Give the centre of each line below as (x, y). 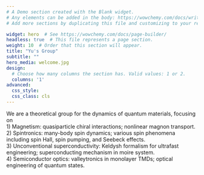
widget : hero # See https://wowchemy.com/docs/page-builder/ (87, 34)
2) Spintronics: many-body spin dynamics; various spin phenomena (91, 133)
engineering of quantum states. (46, 165)
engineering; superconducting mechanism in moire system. (80, 152)
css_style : (25, 91)
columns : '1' (28, 80)
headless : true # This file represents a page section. (80, 40)
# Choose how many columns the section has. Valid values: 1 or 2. (99, 74)
